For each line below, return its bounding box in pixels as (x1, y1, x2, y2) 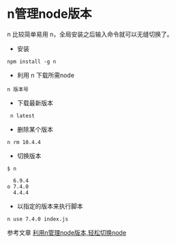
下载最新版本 (16, 98, 53, 106)
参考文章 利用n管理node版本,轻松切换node (7, 228, 127, 236)
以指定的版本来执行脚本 (16, 202, 83, 210)
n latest (10, 112, 35, 119)
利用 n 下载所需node (16, 71, 75, 79)
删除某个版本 (16, 125, 53, 133)
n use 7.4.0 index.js (7, 216, 69, 223)
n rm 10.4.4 (7, 139, 41, 145)
